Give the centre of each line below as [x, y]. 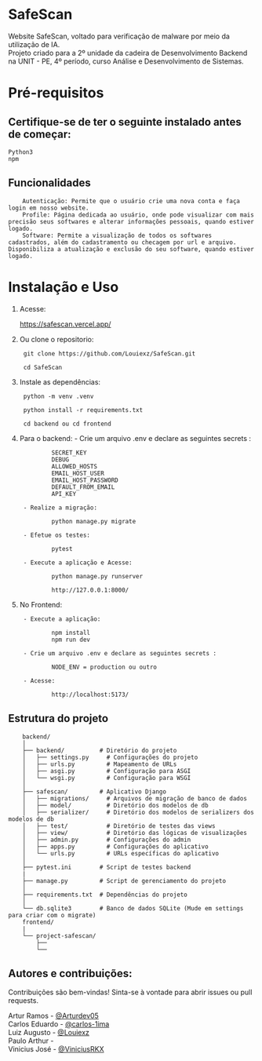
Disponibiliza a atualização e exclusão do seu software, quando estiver [131, 249]
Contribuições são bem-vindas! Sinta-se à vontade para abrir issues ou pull [130, 992]
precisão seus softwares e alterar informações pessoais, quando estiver [131, 221]
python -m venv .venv [58, 396]
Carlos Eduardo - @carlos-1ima [59, 1024]
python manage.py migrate [94, 521]
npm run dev [71, 640]
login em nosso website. [49, 208]
